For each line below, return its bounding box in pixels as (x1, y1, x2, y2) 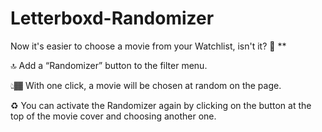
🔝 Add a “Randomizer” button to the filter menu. (10, 59, 208, 71)
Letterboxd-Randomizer (10, 7, 215, 30)
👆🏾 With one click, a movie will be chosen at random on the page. (10, 79, 282, 91)
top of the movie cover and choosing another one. (10, 110, 217, 122)
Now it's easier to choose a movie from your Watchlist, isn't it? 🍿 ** (10, 40, 287, 52)
